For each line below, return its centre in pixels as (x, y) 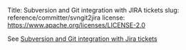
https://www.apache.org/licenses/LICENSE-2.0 (77, 25)
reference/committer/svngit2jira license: (66, 18)
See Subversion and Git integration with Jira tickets (83, 39)
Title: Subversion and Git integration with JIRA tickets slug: (93, 10)
